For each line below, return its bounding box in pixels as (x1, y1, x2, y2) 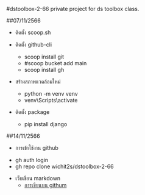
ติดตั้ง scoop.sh (15, 29, 51, 36)
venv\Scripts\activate (24, 97, 78, 104)
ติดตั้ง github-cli (15, 41, 52, 48)
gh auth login (15, 157, 49, 163)
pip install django (24, 121, 68, 127)
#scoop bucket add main (24, 60, 87, 66)
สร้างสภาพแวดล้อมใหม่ (15, 78, 61, 85)
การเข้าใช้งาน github (15, 144, 59, 151)
